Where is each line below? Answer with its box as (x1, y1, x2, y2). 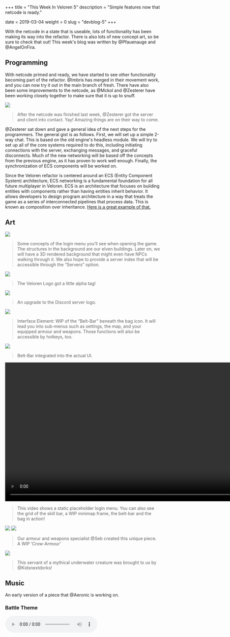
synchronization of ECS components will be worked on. (5, 163, 117, 169)
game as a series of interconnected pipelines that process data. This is (5, 198, 148, 204)
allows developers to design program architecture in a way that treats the (5, 193, 153, 199)
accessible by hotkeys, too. (17, 334, 73, 339)
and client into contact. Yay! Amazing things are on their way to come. (17, 116, 159, 122)
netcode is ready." (5, 9, 42, 15)
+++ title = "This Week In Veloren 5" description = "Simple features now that (5, 4, 160, 10)
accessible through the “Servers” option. (17, 262, 100, 267)
